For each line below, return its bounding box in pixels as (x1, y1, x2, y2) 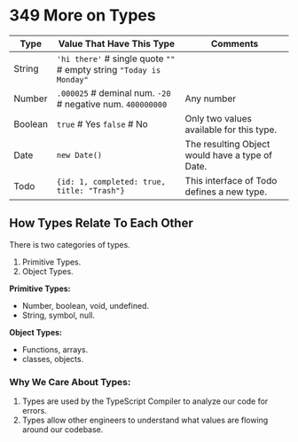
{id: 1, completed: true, (56, 177, 166, 186)
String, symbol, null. (21, 310, 96, 320)
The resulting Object (184, 138, 271, 150)
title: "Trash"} (56, 185, 126, 195)
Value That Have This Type (58, 37, 176, 50)
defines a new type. (184, 185, 268, 198)
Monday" (56, 75, 89, 84)
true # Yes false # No (56, 117, 148, 130)
